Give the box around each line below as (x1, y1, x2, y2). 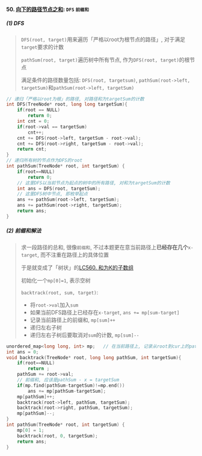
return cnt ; (17, 146, 47, 152)
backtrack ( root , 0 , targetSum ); (17, 433, 98, 439)
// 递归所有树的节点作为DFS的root (6, 157, 83, 164)
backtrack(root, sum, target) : (20, 289, 99, 296)
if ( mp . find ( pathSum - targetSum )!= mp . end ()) (17, 383, 125, 389)
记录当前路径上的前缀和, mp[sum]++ (29, 316, 116, 323)
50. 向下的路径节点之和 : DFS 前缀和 (6, 5, 89, 13)
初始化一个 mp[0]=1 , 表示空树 (20, 276, 91, 284)
